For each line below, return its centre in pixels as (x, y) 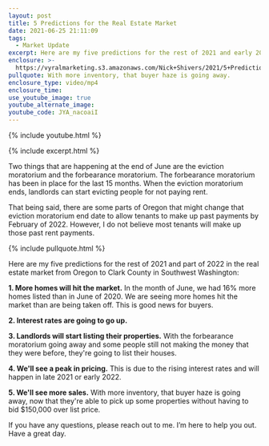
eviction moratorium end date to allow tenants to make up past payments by (133, 216)
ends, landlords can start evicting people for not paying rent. (108, 192)
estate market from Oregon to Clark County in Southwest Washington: (124, 272)
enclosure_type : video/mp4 (53, 82)
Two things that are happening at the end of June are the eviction (116, 166)
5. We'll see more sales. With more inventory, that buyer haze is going (124, 392)
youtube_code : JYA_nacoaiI (53, 113)
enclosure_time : (35, 90)
